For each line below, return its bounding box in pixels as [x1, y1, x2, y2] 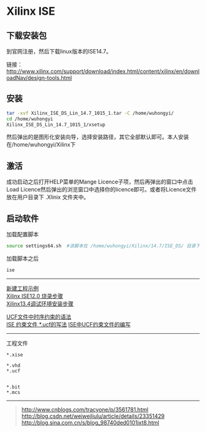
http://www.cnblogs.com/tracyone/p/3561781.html [21, 406, 149, 413]
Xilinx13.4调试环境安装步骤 [6, 299, 74, 307]
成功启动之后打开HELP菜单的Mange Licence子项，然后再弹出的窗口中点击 [6, 178, 194, 185]
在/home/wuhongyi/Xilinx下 [6, 141, 76, 148]
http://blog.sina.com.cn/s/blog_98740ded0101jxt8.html [21, 418, 159, 426]
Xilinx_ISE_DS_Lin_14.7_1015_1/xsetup [6, 121, 105, 128]
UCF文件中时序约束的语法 [6, 313, 72, 320]
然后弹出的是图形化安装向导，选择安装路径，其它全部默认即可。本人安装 [6, 133, 189, 141]
